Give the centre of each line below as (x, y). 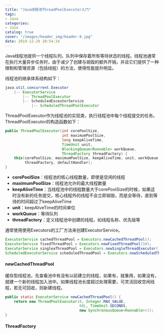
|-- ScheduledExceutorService (53, 101)
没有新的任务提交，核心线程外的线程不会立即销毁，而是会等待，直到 (85, 195)
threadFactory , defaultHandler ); (59, 163)
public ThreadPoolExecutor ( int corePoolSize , (52, 131)
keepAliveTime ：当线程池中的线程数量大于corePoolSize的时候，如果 (82, 189)
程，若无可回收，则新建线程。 (35, 288)
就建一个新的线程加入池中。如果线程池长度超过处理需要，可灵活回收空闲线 (80, 281)
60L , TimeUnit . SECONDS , (103, 306)
